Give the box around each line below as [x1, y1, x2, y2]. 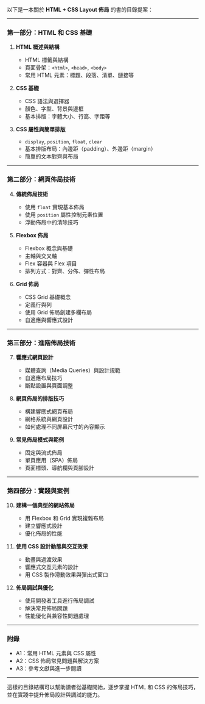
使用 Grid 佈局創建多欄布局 [24, 308, 92, 316]
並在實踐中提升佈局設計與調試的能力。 [7, 691, 103, 699]
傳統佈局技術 [15, 190, 48, 198]
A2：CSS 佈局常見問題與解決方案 [15, 657, 100, 664]
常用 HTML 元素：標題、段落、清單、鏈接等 [24, 71, 134, 79]
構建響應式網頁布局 [24, 408, 74, 415]
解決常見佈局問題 [24, 605, 68, 612]
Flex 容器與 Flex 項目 [24, 259, 77, 267]
